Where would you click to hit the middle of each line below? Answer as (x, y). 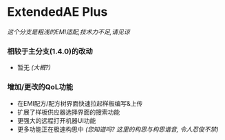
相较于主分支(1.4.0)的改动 (50, 51)
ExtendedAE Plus (57, 12)
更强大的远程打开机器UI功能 (56, 120)
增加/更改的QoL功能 (40, 87)
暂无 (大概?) (34, 68)
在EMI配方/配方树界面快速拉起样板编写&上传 (80, 103)
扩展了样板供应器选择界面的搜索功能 (68, 112)
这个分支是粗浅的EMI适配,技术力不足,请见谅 (68, 32)
